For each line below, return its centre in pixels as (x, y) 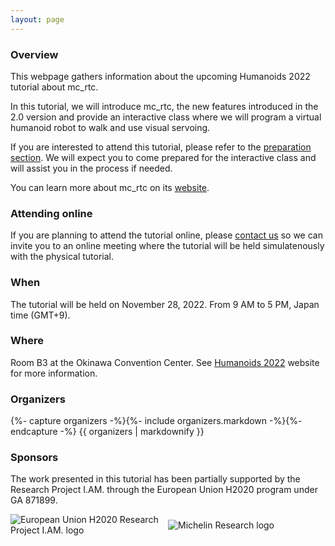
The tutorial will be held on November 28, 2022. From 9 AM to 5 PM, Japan (165, 304)
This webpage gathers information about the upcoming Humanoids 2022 (160, 76)
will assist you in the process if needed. (91, 168)
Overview (34, 54)
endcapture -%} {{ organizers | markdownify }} (107, 432)
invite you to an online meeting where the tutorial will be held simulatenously (167, 246)
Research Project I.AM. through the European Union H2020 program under (164, 490)
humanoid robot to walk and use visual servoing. (110, 127)
